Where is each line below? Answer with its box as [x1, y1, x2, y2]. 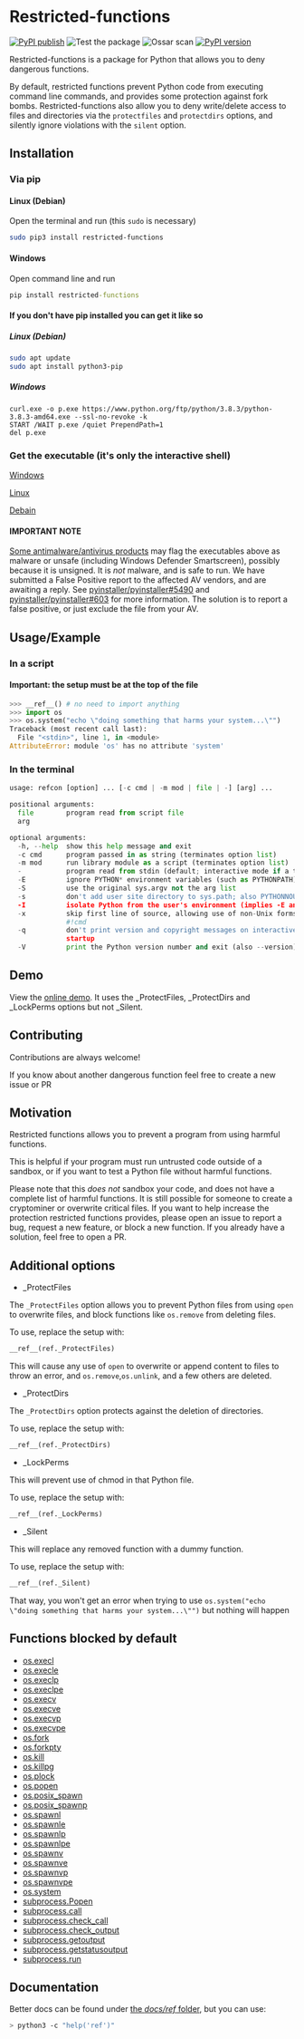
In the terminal [9, 763, 75, 776]
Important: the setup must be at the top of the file [9, 680, 199, 691]
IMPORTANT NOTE [9, 526, 81, 536]
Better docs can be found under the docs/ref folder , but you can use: [9, 2004, 267, 2015]
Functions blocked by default [9, 1631, 177, 1647]
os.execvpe [22, 1722, 66, 1733]
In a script [9, 657, 54, 670]
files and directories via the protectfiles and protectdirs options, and [9, 110, 273, 121]
